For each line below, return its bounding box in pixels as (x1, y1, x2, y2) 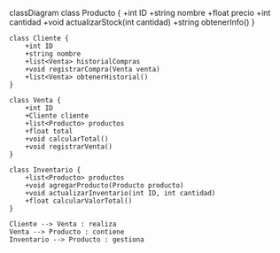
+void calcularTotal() (25, 134, 109, 143)
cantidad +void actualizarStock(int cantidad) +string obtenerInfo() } (9, 17, 255, 27)
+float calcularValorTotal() (25, 196, 133, 205)
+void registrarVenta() (25, 142, 113, 151)
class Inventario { (9, 165, 82, 174)
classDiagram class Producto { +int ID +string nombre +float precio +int (9, 8, 271, 18)
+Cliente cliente (25, 111, 89, 120)
